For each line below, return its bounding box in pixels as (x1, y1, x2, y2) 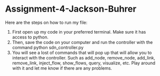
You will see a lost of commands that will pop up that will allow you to (12, 50, 152, 56)
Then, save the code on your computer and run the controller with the (12, 39, 153, 45)
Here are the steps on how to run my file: (5, 19, 88, 25)
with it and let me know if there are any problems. (12, 65, 113, 71)
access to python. (12, 34, 49, 40)
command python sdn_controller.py (12, 44, 84, 50)
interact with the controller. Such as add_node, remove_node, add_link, (12, 55, 156, 60)
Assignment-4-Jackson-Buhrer (5, 3, 137, 15)
